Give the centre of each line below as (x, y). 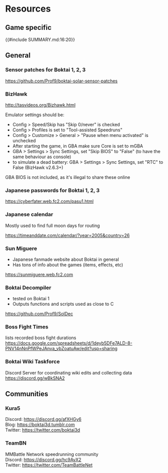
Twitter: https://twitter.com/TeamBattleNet (49, 465)
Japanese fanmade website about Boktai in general (66, 259)
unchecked (24, 140)
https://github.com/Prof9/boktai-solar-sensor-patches (62, 81)
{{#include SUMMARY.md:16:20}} (40, 39)
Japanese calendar (29, 214)
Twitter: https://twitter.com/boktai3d (43, 430)
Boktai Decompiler (28, 288)
